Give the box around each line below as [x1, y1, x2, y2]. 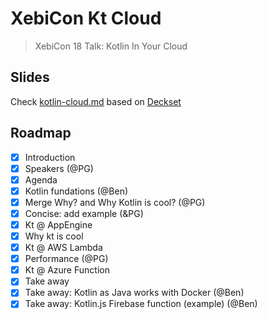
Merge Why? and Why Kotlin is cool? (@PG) [24, 196, 206, 208]
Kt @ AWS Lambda [24, 242, 103, 254]
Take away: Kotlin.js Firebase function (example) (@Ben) [24, 298, 258, 310]
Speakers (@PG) [24, 162, 94, 174]
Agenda [24, 173, 58, 186]
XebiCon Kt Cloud [10, 7, 162, 30]
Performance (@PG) [24, 253, 109, 265]
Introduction [24, 151, 76, 163]
